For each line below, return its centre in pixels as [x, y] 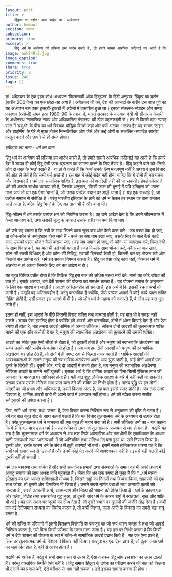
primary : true [20, 39]
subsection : [18, 34]
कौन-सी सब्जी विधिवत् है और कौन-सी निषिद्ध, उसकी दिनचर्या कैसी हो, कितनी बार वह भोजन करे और [85, 253]
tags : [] [15, 82]
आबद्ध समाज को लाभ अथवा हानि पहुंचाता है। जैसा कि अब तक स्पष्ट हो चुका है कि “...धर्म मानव [81, 473]
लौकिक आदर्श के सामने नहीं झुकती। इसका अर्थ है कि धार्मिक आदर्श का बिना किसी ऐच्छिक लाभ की [83, 371]
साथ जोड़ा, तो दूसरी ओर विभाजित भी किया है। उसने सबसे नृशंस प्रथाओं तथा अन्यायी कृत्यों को [80, 484]
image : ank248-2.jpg [27, 53]
